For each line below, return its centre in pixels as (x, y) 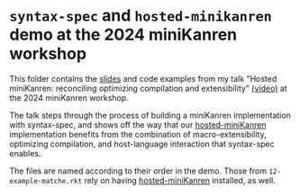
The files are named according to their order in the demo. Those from (138, 171)
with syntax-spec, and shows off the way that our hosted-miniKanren (138, 124)
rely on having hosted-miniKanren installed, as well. (180, 180)
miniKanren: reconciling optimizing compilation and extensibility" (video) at (148, 88)
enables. (25, 153)
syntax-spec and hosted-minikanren (141, 16)
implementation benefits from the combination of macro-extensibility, (138, 134)
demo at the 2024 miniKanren (123, 35)
